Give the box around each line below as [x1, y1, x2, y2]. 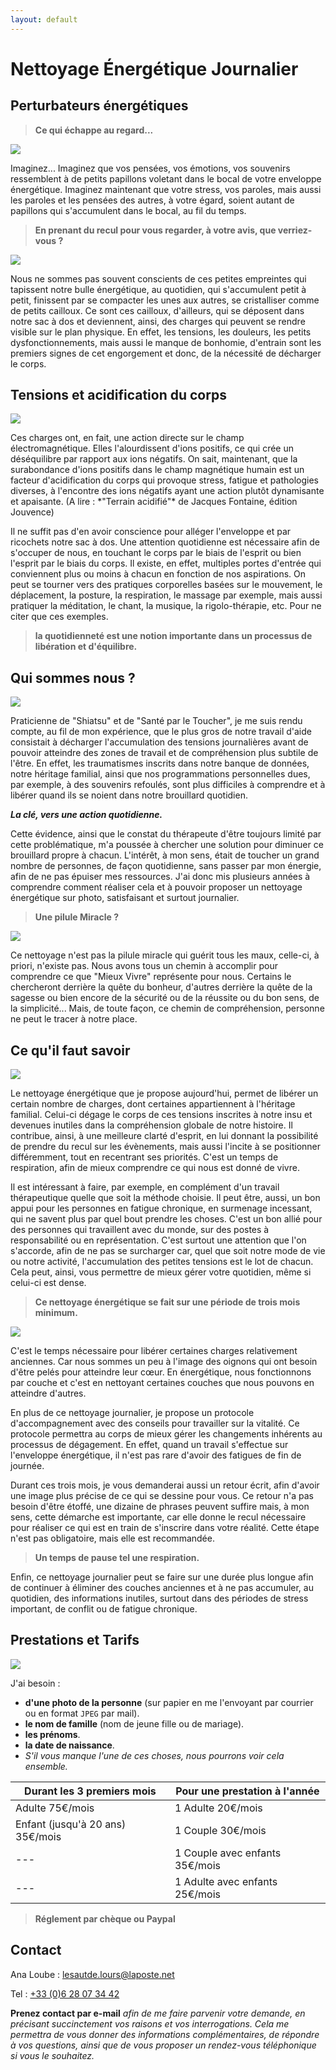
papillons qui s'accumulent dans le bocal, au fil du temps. [10, 204, 247, 216]
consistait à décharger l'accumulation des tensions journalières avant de [10, 736, 309, 748]
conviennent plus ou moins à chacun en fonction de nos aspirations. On [10, 568, 306, 580]
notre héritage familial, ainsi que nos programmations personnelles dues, [10, 768, 311, 780]
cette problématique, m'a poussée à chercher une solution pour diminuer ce [10, 839, 324, 851]
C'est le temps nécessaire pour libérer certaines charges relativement [10, 1345, 298, 1357]
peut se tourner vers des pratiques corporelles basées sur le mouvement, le [10, 579, 323, 591]
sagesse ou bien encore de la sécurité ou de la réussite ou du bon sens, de [10, 992, 320, 1004]
